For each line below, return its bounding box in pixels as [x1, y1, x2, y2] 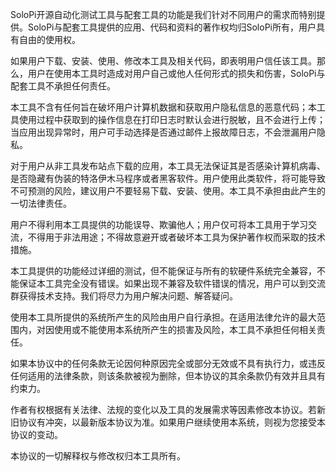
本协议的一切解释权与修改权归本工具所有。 [10, 450, 186, 462]
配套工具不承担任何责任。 [10, 80, 116, 92]
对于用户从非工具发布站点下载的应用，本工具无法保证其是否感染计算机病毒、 [10, 160, 326, 172]
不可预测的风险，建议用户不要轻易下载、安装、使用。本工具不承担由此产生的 [10, 185, 326, 197]
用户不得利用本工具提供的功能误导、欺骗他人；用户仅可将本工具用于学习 [10, 219, 308, 230]
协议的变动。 [10, 429, 63, 440]
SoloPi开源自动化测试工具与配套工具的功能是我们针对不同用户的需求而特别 [10, 9, 317, 20]
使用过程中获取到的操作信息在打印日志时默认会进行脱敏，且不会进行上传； [18, 114, 326, 125]
